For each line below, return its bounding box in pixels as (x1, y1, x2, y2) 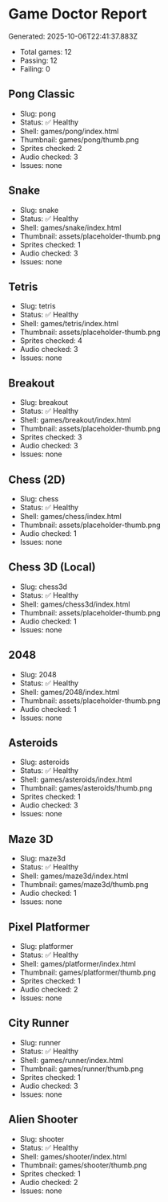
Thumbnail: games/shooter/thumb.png (19, 1160, 147, 1170)
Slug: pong (19, 108, 56, 118)
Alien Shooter (8, 1113, 78, 1126)
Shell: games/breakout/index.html (19, 415, 131, 425)
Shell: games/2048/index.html (19, 687, 120, 697)
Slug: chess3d (19, 582, 68, 591)
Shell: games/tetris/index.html (19, 319, 118, 329)
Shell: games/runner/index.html (19, 1055, 124, 1065)
